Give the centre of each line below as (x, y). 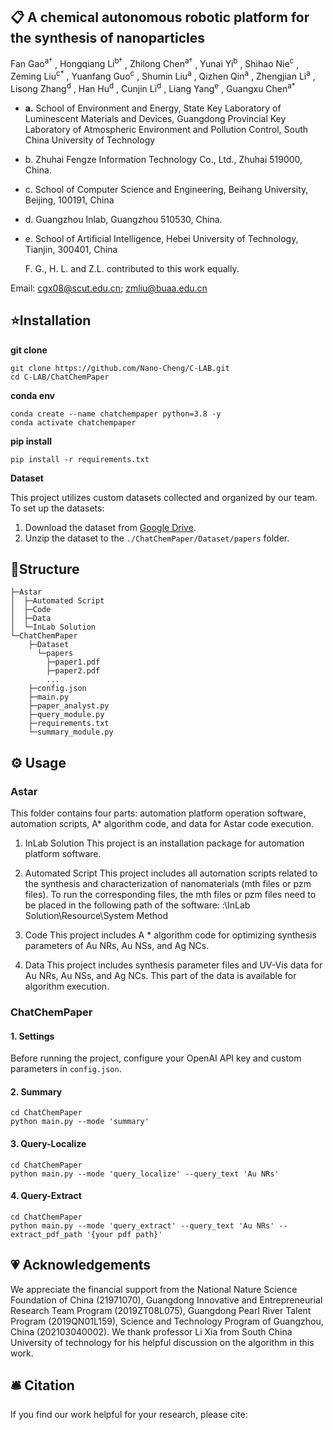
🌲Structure (45, 569)
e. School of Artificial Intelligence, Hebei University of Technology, (161, 238)
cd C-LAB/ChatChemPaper (60, 377)
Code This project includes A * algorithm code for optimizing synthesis (170, 935)
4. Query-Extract (46, 1196)
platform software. (63, 854)
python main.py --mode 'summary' (80, 1122)
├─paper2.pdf (73, 671)
